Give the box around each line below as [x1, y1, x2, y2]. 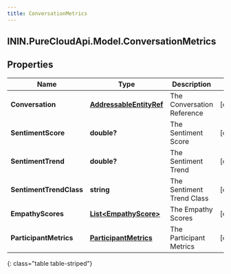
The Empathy [169, 204, 213, 214]
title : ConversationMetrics [7, 10, 88, 17]
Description [171, 79, 212, 89]
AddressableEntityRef [89, 99, 164, 109]
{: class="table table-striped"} [7, 259, 93, 267]
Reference [169, 108, 204, 118]
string [89, 185, 110, 194]
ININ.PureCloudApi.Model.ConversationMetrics [7, 36, 217, 48]
